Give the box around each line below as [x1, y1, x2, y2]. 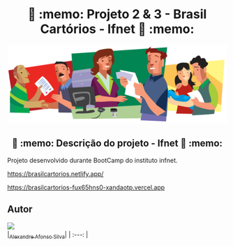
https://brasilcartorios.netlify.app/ [7, 169, 104, 178]
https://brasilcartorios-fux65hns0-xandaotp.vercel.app [7, 183, 165, 191]
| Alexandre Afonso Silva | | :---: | [7, 230, 89, 240]
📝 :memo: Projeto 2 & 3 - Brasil [27, 6, 207, 22]
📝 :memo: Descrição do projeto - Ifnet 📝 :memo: [11, 138, 223, 150]
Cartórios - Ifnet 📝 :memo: [40, 21, 195, 37]
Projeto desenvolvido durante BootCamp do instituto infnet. [7, 156, 178, 164]
